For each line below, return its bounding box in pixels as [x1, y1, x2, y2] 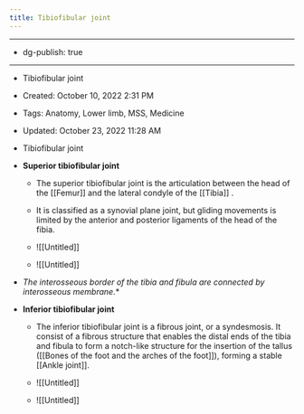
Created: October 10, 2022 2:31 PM [22, 89, 154, 100]
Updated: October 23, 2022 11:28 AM [22, 125, 161, 136]
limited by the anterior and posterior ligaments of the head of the [35, 214, 278, 225]
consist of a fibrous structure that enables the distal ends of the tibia [35, 331, 291, 342]
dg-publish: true [22, 46, 83, 57]
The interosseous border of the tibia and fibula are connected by [22, 277, 265, 287]
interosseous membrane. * [22, 286, 120, 296]
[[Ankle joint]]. [35, 359, 90, 371]
